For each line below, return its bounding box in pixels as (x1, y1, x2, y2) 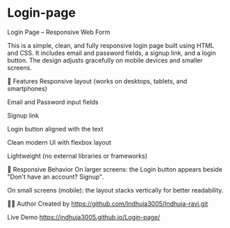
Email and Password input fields (7, 97, 99, 106)
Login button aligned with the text (7, 124, 104, 133)
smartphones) (7, 84, 47, 92)
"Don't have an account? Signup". (7, 172, 104, 181)
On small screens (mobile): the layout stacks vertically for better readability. (7, 186, 224, 194)
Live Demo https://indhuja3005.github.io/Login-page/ (7, 213, 161, 221)
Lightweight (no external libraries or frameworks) (7, 152, 148, 160)
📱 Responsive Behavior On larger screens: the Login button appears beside (7, 165, 222, 173)
